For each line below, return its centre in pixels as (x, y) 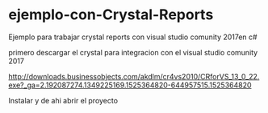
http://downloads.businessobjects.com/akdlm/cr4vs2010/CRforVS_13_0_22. (134, 76)
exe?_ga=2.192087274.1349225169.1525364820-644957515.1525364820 (130, 85)
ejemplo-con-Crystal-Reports (111, 15)
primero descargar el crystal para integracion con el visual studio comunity (133, 52)
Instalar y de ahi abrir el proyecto (63, 100)
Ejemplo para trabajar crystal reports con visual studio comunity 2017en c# (133, 37)
